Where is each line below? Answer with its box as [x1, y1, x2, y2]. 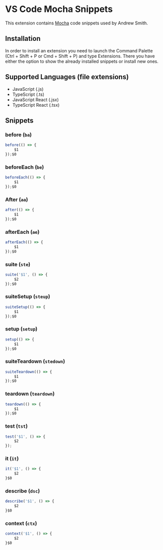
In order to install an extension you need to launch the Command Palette [5, 47, 153, 53]
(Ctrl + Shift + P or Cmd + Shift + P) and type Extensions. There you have [5, 53, 155, 59]
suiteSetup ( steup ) [5, 293, 51, 300]
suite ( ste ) [5, 261, 31, 268]
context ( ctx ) [5, 520, 37, 527]
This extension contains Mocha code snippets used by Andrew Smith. [5, 20, 148, 26]
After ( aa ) [5, 196, 28, 203]
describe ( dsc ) [5, 488, 40, 495]
